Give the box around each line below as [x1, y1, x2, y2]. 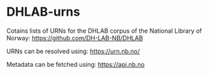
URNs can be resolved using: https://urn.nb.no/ [6, 47, 140, 55]
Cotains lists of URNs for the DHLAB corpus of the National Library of [6, 27, 203, 35]
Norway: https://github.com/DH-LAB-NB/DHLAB [6, 33, 143, 42]
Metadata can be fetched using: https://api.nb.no [6, 60, 145, 68]
